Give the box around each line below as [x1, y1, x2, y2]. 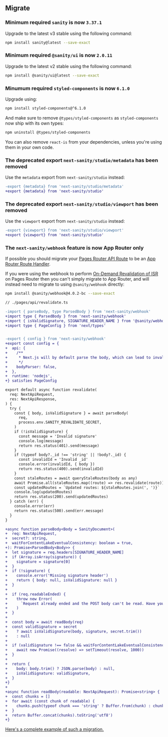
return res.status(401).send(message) [18, 443, 99, 448]
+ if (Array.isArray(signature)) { [5, 554, 81, 559]
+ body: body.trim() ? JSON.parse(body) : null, [5, 666, 115, 671]
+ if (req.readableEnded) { [5, 591, 66, 597]
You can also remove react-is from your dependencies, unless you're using [5, 139, 162, 145]
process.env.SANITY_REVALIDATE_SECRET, [18, 420, 101, 425]
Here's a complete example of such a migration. [5, 726, 104, 732]
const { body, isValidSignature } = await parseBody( [14, 410, 128, 416]
